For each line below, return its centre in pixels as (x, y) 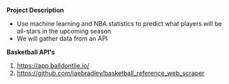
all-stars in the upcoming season (64, 31)
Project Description (35, 10)
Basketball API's (31, 52)
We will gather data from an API (62, 38)
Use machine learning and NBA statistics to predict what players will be (119, 23)
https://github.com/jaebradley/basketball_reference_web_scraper (111, 73)
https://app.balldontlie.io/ (53, 65)
